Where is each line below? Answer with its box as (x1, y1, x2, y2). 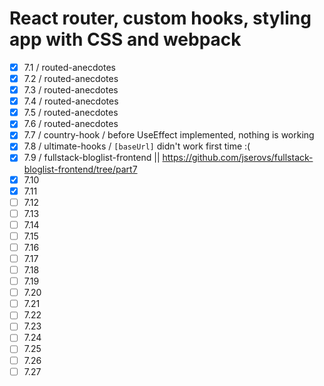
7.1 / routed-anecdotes (23, 61, 116, 73)
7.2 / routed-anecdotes (23, 73, 119, 84)
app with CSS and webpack (9, 28, 242, 51)
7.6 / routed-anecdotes (23, 118, 119, 130)
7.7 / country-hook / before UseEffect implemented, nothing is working (23, 129, 315, 141)
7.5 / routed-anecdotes (23, 107, 119, 119)
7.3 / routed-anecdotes (23, 84, 119, 96)
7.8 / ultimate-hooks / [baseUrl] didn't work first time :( (23, 140, 251, 152)
